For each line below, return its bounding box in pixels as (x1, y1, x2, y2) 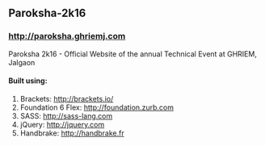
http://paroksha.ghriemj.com (8, 31, 126, 42)
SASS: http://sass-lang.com (19, 111, 113, 120)
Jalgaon (8, 57, 36, 67)
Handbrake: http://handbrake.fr (19, 128, 124, 138)
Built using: (8, 76, 48, 86)
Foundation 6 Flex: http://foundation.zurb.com (19, 102, 174, 112)
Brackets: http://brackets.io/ (19, 94, 114, 103)
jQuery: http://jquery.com (19, 119, 105, 129)
